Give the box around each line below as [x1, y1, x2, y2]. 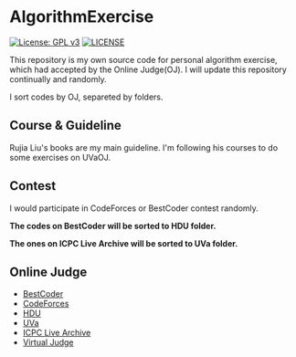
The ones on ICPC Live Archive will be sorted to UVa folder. [9, 237, 238, 248]
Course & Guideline [9, 118, 122, 133]
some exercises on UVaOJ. [9, 152, 111, 163]
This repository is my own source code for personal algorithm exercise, [9, 54, 278, 65]
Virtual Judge [22, 337, 74, 348]
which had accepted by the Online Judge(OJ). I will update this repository [9, 64, 288, 75]
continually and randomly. [9, 73, 107, 84]
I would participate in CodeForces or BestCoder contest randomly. [9, 203, 259, 214]
